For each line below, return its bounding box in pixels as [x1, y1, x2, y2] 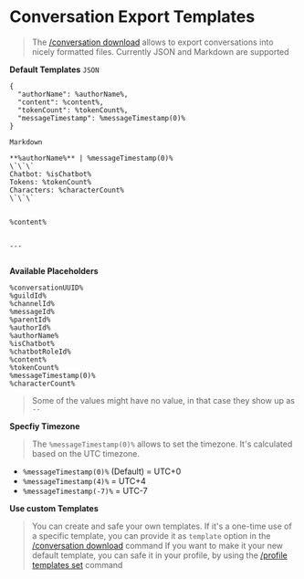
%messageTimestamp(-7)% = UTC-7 [22, 485, 148, 496]
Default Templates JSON [9, 64, 100, 75]
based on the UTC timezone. [31, 447, 140, 458]
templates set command [31, 559, 123, 570]
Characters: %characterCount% [9, 185, 125, 195]
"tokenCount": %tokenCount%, [17, 105, 129, 115]
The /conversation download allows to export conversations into [31, 37, 274, 47]
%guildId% [9, 290, 47, 300]
